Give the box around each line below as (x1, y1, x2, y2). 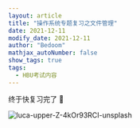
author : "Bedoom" (8, 42, 66, 50)
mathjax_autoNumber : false (8, 49, 98, 57)
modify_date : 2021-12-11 (8, 34, 91, 42)
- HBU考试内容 (15, 71, 57, 79)
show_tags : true (8, 57, 62, 65)
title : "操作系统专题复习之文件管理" (8, 19, 118, 27)
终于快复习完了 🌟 (8, 94, 64, 104)
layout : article (8, 11, 62, 20)
